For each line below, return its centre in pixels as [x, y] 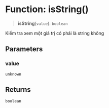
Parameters [24, 49]
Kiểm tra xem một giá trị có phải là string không [55, 33]
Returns [18, 90]
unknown [13, 74]
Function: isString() [47, 9]
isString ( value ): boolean [43, 23]
